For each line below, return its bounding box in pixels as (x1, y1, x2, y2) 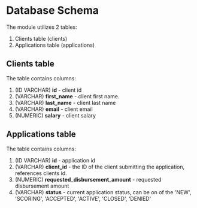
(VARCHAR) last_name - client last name (14, 99, 116, 106)
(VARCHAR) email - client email (14, 105, 93, 113)
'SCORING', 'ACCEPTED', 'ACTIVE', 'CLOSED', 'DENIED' (14, 195, 151, 202)
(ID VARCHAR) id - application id (14, 156, 96, 164)
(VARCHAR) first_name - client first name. (14, 92, 120, 100)
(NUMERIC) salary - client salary (14, 111, 96, 119)
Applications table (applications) (14, 41, 95, 49)
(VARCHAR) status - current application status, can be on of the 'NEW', (14, 188, 192, 195)
